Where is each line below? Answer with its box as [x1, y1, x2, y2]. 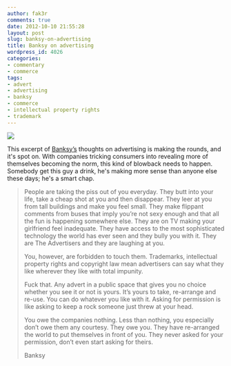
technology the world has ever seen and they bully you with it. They [23, 231, 217, 240]
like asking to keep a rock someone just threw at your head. [23, 302, 194, 311]
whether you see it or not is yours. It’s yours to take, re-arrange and [23, 287, 216, 296]
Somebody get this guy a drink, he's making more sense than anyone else [7, 166, 218, 175]
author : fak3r [7, 10, 48, 17]
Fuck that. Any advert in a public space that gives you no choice [23, 280, 207, 289]
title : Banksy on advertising [7, 42, 94, 49]
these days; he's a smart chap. [7, 174, 94, 182]
